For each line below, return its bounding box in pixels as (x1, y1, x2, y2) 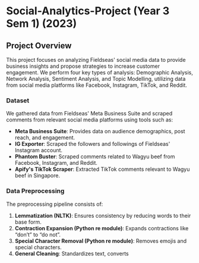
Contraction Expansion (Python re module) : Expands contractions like (14, 224, 189, 231)
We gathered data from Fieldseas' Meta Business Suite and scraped (6, 110, 173, 117)
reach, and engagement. (14, 134, 75, 141)
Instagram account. (14, 147, 63, 154)
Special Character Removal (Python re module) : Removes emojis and (14, 237, 187, 245)
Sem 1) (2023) (6, 17, 77, 30)
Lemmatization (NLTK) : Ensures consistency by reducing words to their (14, 212, 191, 219)
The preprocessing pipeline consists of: (6, 201, 103, 208)
